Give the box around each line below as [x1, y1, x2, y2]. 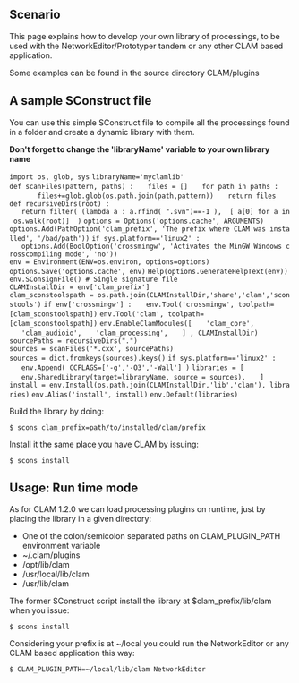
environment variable [21, 541, 101, 551]
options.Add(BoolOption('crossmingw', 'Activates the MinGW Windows [21, 242, 282, 251]
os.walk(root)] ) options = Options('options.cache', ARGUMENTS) [13, 217, 264, 226]
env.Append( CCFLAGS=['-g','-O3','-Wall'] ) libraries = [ [21, 363, 244, 372]
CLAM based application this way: [9, 648, 135, 659]
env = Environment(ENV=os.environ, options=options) [9, 257, 210, 267]
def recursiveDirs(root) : [9, 199, 110, 209]
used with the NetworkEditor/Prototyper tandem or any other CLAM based [9, 40, 284, 51]
